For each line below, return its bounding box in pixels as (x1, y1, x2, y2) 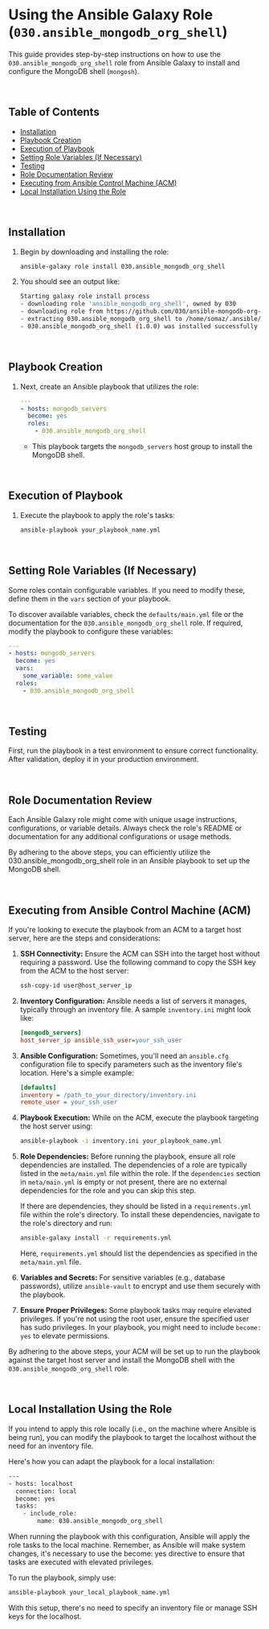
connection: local (15, 1487, 78, 1495)
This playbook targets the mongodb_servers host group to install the (31, 442, 253, 451)
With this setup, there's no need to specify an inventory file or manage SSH (8, 1602, 258, 1612)
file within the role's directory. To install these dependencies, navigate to (19, 1210, 260, 1220)
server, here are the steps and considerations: (8, 933, 161, 943)
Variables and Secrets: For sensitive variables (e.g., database (19, 1273, 226, 1282)
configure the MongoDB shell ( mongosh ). (8, 66, 140, 76)
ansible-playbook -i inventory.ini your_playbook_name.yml (19, 1137, 222, 1146)
